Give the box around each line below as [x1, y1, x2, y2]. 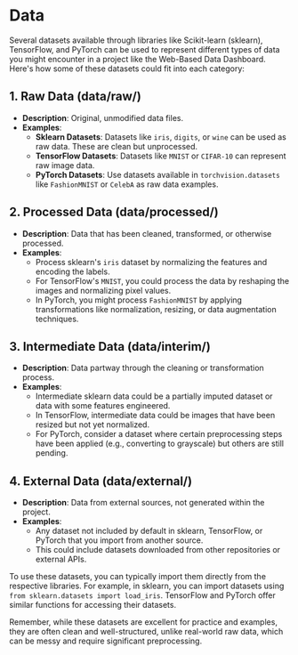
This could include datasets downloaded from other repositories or [35, 545, 281, 555]
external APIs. [35, 554, 87, 565]
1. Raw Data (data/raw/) [9, 89, 142, 104]
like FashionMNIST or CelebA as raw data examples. [35, 179, 219, 190]
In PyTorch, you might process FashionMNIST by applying [35, 295, 243, 305]
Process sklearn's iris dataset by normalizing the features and [35, 256, 268, 267]
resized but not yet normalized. [35, 419, 149, 430]
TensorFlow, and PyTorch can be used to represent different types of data [9, 44, 280, 54]
